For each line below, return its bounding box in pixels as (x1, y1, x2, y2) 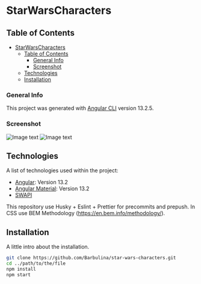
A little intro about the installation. (6, 243, 90, 251)
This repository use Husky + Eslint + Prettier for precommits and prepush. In (6, 203, 196, 210)
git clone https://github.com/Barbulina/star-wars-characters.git (6, 255, 176, 261)
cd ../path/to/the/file (6, 260, 66, 266)
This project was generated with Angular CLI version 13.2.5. (6, 105, 154, 112)
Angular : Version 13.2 (14, 179, 68, 186)
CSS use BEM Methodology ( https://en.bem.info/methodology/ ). (6, 210, 165, 217)
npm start (6, 271, 31, 278)
